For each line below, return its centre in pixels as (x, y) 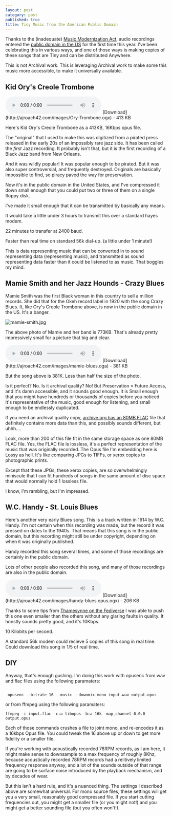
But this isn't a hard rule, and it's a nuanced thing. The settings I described (84, 786)
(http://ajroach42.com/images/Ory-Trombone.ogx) (59, 118)
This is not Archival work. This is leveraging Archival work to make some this (86, 65)
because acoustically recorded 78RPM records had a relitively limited (78, 759)
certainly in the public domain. (37, 557)
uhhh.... (13, 428)
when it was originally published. (40, 541)
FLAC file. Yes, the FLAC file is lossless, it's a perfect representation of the (84, 444)
